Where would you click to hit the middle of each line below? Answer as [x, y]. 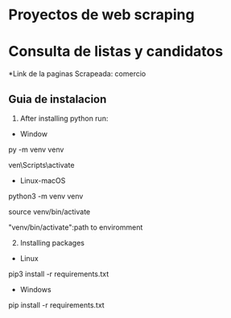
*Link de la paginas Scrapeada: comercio [77, 74]
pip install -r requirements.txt [56, 305]
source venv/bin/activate [49, 211]
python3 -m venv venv [46, 196]
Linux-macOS [43, 180]
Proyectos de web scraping [101, 15]
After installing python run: [64, 118]
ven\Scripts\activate [41, 165]
